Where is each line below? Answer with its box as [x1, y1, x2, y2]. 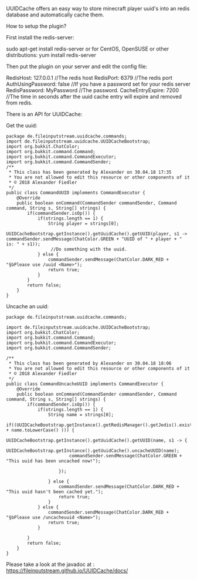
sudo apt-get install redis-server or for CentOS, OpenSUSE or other [6, 45, 169, 52]
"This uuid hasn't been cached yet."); [6, 489, 104, 495]
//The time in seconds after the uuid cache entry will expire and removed [6, 93, 182, 100]
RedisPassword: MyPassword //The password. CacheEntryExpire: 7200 [6, 87, 179, 93]
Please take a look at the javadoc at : [6, 561, 95, 568]
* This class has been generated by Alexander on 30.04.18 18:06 [8, 360, 172, 366]
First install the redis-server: [6, 34, 74, 41]
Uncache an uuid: [6, 303, 49, 310]
